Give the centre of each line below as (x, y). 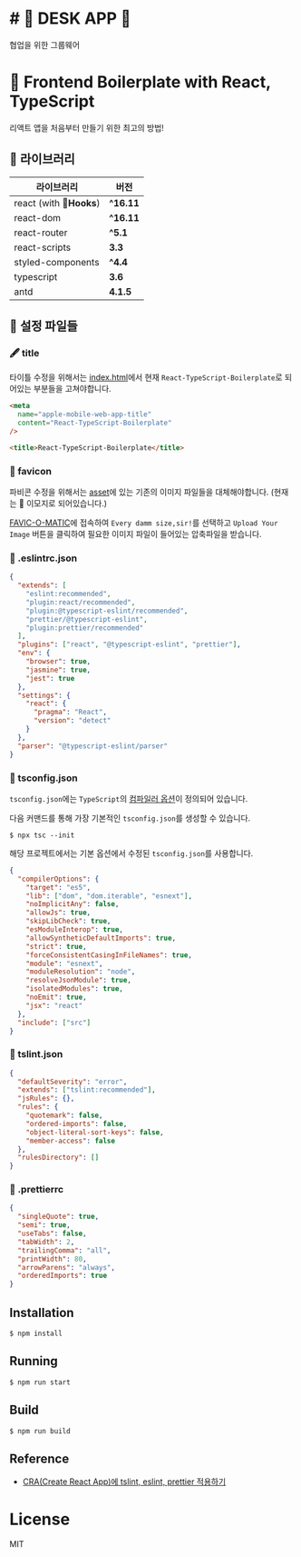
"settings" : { (44, 695)
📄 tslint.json (36, 1054)
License (40, 1519)
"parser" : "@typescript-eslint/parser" (93, 746)
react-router (41, 233)
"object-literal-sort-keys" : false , (95, 1132)
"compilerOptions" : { (58, 879)
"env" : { (34, 654)
